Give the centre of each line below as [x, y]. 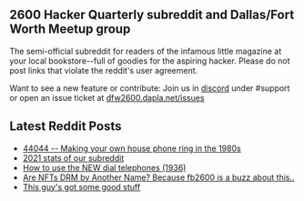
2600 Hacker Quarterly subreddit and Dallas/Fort [152, 15]
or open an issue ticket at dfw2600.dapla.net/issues [107, 97]
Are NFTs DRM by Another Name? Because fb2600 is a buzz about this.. [158, 177]
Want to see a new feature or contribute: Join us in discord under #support [150, 88]
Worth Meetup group [70, 30]
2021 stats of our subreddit [73, 157]
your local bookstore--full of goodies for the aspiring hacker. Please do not [150, 60]
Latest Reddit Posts [66, 126]
